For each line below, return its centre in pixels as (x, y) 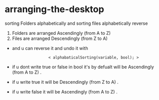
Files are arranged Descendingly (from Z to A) (60, 38)
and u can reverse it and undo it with (50, 48)
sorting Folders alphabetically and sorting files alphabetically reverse (76, 23)
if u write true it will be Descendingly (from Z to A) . (65, 82)
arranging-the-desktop (55, 9)
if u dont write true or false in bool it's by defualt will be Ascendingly (83, 67)
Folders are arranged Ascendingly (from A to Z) (61, 33)
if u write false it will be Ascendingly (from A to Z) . (65, 91)
